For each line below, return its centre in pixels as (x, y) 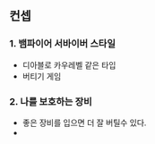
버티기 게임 (42, 76)
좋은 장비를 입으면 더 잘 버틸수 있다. (84, 123)
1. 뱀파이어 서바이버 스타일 (63, 44)
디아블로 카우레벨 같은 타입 (69, 64)
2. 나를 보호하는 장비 (51, 101)
